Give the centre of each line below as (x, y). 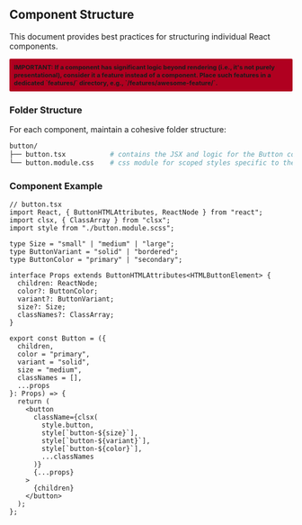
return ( (34, 402)
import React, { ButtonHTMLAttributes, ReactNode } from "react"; (136, 213)
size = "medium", (50, 370)
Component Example (56, 186)
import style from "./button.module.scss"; (92, 229)
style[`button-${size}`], (90, 433)
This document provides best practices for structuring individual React (140, 36)
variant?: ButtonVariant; (66, 299)
